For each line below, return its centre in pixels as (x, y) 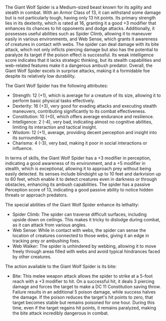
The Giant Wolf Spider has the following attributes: (56, 86)
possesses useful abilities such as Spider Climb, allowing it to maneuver (79, 34)
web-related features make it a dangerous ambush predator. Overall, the (79, 65)
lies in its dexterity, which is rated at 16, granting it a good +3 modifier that (81, 23)
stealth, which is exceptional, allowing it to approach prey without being (78, 168)
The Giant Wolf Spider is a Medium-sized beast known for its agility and (78, 7)
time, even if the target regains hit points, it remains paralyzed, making (84, 308)
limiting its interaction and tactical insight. (55, 127)
